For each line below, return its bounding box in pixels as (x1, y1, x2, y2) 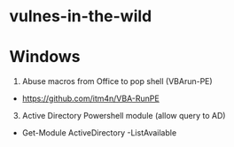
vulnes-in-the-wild (9, 6, 152, 27)
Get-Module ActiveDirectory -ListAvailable (21, 128, 177, 138)
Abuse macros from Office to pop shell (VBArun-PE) (21, 76, 213, 87)
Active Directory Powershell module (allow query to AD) (21, 111, 226, 121)
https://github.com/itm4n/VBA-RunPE (21, 93, 160, 104)
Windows (9, 47, 81, 67)
